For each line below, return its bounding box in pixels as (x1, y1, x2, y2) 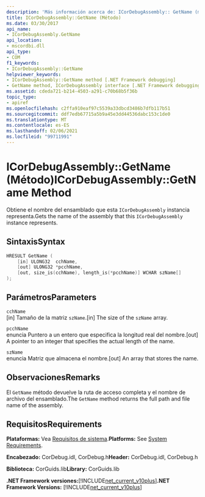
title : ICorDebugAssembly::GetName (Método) (6, 15, 121, 21)
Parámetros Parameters (6, 292, 97, 302)
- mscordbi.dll (6, 43, 45, 49)
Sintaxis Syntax (6, 237, 65, 247)
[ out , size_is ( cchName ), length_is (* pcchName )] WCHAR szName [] (17, 270, 182, 276)
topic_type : (6, 94, 37, 100)
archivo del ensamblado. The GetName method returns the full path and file (6, 395, 190, 402)
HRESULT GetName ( (6, 252, 53, 259)
